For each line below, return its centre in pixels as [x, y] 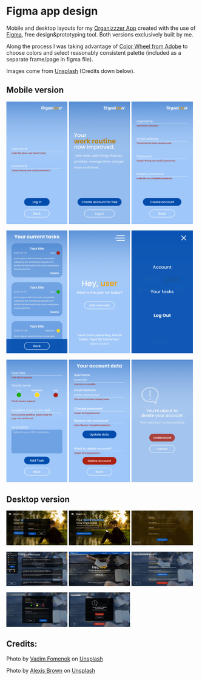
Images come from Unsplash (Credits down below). [71, 71]
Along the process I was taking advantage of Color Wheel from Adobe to [97, 46]
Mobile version [35, 90]
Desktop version [38, 499]
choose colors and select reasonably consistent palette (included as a [94, 52]
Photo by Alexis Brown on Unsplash [51, 670]
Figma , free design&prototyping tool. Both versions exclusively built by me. [100, 34]
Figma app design [52, 11]
